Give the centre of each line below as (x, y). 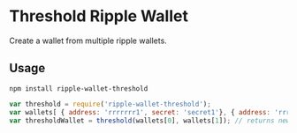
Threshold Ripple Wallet (99, 16)
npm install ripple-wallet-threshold (79, 89)
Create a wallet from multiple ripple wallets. (88, 41)
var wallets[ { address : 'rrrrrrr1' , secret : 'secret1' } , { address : (140, 112)
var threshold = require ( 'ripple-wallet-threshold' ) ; (110, 104)
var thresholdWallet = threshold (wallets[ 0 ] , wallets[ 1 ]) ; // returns (142, 121)
